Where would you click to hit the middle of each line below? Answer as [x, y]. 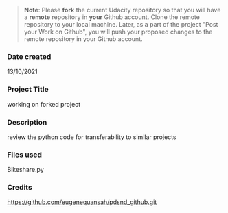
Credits [20, 188]
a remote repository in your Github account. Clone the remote [112, 17]
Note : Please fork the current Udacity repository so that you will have [122, 10]
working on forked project [44, 104]
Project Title [28, 90]
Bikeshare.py [26, 170]
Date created [29, 56]
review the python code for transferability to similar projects [92, 137]
